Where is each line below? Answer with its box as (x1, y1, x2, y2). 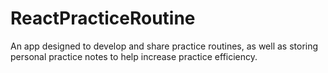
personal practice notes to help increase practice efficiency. (10, 50, 258, 62)
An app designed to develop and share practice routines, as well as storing (10, 40, 319, 52)
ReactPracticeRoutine (10, 7, 196, 30)
